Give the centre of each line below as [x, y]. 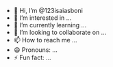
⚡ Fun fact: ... [32, 57]
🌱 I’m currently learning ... [50, 25]
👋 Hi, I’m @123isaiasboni [48, 11]
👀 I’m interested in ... [42, 18]
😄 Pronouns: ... [36, 50]
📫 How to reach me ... [45, 40]
